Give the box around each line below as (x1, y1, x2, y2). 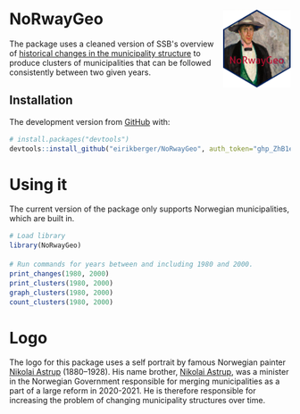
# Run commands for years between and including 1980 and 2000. (9, 260, 254, 269)
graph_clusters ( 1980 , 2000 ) (9, 288, 114, 297)
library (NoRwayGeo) (9, 241, 82, 250)
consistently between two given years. (9, 67, 152, 78)
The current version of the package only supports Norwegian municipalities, (9, 203, 290, 214)
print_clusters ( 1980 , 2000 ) (9, 278, 114, 287)
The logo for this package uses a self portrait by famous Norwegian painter (9, 357, 287, 368)
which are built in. (9, 213, 75, 224)
